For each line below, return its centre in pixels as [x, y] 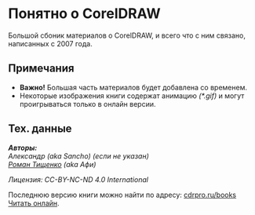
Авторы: [23, 148]
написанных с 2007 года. [50, 43]
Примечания [41, 69]
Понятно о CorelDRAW [84, 14]
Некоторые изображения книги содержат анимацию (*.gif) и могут [132, 96]
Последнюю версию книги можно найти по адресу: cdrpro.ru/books [122, 195]
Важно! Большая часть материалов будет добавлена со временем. [133, 87]
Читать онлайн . [34, 203]
